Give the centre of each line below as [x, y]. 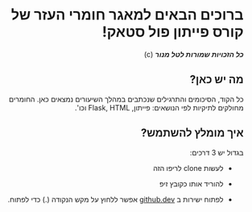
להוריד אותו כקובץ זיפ [192, 184]
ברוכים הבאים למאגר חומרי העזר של [127, 15]
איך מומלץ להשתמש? [192, 133]
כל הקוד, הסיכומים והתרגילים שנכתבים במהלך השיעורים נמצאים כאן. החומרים [126, 99]
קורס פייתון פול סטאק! [173, 32]
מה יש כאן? [217, 79]
